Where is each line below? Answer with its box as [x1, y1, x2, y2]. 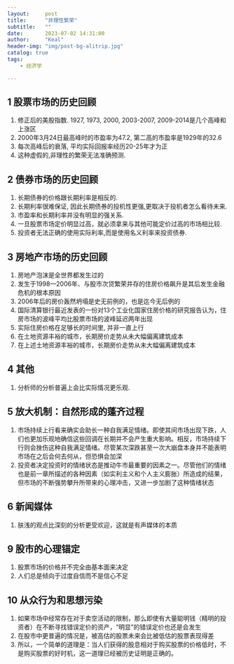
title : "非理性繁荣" [7, 17, 78, 24]
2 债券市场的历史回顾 [7, 173, 99, 186]
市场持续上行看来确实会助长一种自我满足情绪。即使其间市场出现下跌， [17, 425, 221, 434]
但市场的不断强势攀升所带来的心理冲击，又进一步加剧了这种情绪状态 [17, 478, 214, 487]
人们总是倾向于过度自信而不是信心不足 [17, 572, 128, 580]
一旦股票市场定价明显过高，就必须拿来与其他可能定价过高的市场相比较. [17, 220, 222, 228]
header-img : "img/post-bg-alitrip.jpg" [7, 43, 124, 50]
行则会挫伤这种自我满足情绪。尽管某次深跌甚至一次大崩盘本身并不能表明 [17, 443, 226, 452]
